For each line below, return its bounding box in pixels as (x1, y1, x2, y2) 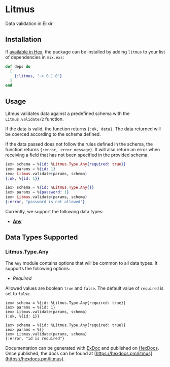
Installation (5, 35, 42, 44)
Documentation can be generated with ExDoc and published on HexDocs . (5, 345, 159, 351)
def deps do (5, 64, 30, 69)
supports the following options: (5, 265, 71, 271)
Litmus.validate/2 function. (5, 116, 64, 122)
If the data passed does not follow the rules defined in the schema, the (5, 141, 153, 147)
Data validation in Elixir (5, 20, 53, 26)
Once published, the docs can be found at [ (5, 350, 96, 356)
